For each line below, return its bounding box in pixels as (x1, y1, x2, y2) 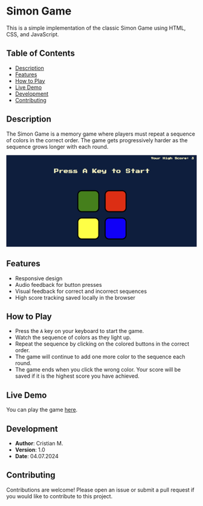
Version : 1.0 (14, 446, 45, 453)
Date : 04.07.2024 (14, 452, 59, 459)
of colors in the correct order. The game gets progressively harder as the (6, 136, 188, 143)
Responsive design (14, 274, 63, 282)
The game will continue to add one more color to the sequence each (14, 353, 185, 361)
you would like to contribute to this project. (6, 492, 113, 500)
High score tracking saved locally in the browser (14, 294, 136, 301)
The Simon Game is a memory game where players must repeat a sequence (6, 130, 195, 137)
